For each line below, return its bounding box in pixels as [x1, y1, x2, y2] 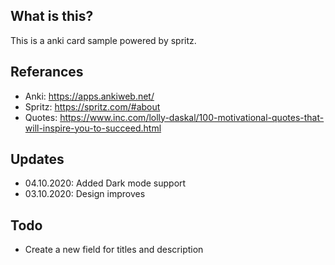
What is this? [10, 8, 94, 25]
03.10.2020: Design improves [24, 188, 146, 200]
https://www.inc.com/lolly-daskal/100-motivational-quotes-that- [59, 111, 325, 123]
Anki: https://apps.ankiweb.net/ [24, 90, 155, 102]
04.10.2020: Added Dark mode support [24, 177, 187, 189]
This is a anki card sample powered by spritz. [10, 34, 197, 46]
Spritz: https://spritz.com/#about [24, 100, 161, 113]
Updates [10, 151, 65, 168]
